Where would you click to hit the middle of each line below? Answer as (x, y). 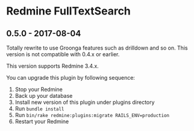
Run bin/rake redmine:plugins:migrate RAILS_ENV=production (92, 115)
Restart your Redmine (42, 121)
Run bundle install (39, 109)
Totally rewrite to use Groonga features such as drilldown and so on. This (97, 48)
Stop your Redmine (39, 89)
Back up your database (44, 96)
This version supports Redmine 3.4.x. (53, 66)
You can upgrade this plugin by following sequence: (71, 78)
